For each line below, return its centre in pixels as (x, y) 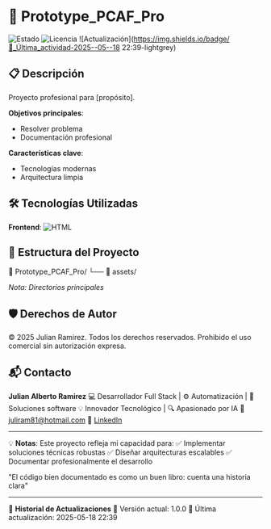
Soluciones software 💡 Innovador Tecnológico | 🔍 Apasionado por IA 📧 (127, 408)
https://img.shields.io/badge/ (181, 39)
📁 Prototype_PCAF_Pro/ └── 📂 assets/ (73, 272)
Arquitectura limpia (52, 177)
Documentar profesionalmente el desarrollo (81, 461)
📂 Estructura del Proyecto (74, 252)
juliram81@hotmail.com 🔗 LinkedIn (65, 420)
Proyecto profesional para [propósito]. (72, 97)
